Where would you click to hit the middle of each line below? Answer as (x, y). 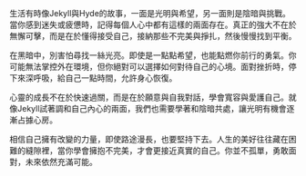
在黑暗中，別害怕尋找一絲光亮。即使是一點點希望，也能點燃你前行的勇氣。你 (153, 55)
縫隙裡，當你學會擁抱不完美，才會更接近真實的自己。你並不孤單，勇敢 (157, 151)
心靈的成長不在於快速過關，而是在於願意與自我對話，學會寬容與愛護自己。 (149, 97)
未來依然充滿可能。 (61, 162)
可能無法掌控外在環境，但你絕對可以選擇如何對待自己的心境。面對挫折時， (149, 67)
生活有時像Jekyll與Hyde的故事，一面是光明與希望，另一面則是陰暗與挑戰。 (150, 13)
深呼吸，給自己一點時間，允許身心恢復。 (101, 78)
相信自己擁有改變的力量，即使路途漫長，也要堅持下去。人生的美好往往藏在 (149, 139)
